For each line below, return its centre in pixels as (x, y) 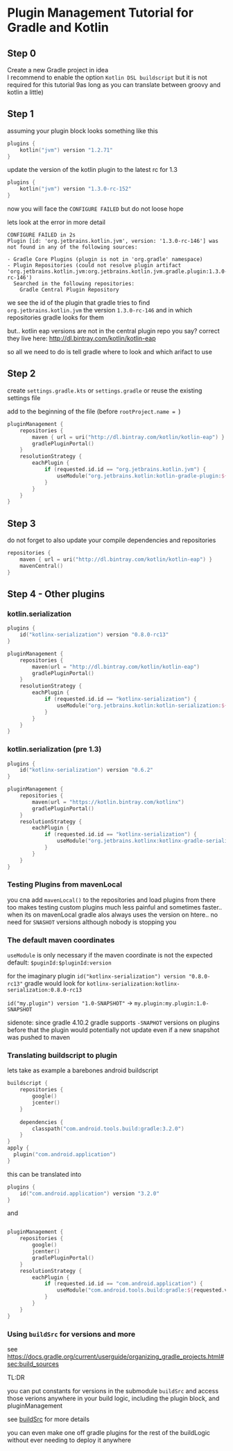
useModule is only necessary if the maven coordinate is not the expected (110, 956)
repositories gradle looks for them (55, 317)
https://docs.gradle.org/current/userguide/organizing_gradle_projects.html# (116, 1356)
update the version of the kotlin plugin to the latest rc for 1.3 (93, 170)
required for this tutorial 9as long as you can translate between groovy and (114, 85)
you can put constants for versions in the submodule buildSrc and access (113, 1390)
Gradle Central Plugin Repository (69, 290)
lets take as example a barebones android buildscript (83, 1070)
